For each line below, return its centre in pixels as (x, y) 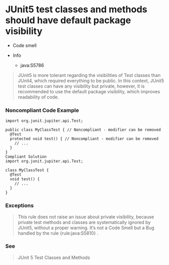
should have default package (68, 20)
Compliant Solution (26, 157)
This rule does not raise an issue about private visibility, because (86, 217)
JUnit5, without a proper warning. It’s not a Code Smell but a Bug (86, 228)
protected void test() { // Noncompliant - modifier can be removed (84, 139)
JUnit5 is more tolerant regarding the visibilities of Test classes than (89, 75)
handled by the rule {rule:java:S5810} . (58, 233)
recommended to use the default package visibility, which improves (89, 91)
